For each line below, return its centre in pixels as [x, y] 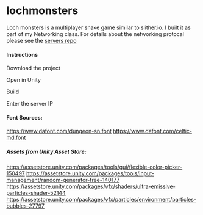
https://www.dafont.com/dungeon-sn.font [59, 131]
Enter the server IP [30, 104]
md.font [16, 137]
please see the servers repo [41, 40]
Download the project [34, 68]
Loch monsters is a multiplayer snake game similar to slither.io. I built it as [98, 27]
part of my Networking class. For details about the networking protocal [95, 34]
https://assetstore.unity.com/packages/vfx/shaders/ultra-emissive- [91, 186]
